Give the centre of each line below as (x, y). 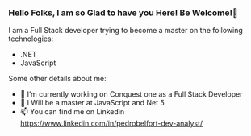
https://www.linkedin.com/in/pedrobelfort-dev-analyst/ (111, 123)
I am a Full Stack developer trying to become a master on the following (126, 31)
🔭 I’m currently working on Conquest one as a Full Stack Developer (131, 94)
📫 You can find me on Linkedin (72, 112)
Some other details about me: (57, 79)
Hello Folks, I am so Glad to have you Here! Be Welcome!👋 (123, 13)
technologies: (31, 39)
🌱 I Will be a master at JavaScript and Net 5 (92, 103)
